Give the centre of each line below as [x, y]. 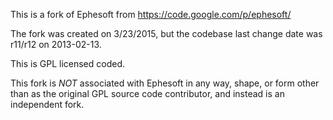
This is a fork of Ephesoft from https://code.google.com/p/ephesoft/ [151, 14]
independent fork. [47, 104]
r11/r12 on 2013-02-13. [56, 44]
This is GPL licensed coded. [67, 63]
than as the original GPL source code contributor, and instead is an [147, 93]
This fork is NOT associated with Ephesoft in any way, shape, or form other [165, 83]
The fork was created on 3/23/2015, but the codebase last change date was [166, 33]
